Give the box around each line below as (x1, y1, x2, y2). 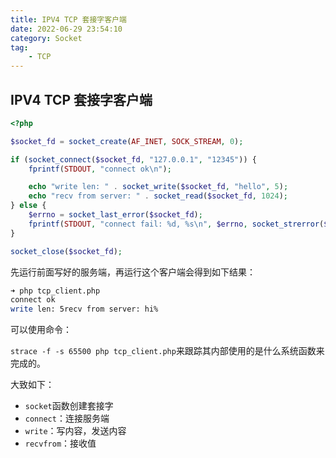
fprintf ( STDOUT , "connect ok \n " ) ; (28, 164, 172, 174)
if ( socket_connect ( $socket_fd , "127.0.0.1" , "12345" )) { (10, 154, 257, 165)
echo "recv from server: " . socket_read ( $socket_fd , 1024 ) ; (28, 191, 288, 201)
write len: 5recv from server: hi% (10, 304, 159, 315)
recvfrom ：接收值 (24, 437, 97, 450)
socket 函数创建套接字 (24, 400, 114, 412)
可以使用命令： (10, 324, 72, 336)
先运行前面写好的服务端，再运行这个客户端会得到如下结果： (10, 266, 256, 278)
